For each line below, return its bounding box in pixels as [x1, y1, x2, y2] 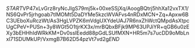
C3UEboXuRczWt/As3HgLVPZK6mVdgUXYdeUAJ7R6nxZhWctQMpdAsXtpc [6, 17, 190, 24]
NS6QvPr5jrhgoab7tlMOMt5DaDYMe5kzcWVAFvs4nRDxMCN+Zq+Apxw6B [6, 11, 189, 18]
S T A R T [6, 5, 23, 12]
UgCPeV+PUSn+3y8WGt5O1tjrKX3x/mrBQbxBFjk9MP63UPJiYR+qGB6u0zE [6, 23, 190, 30]
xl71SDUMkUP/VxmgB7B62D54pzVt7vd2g [6, 36, 109, 42]
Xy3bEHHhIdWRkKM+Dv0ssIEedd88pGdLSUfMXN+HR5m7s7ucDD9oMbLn [6, 29, 190, 36]
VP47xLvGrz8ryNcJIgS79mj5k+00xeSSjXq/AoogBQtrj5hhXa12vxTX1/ [22, 5, 189, 12]
